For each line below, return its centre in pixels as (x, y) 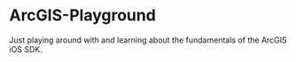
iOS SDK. (26, 49)
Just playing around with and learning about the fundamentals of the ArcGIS (148, 40)
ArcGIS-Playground (83, 15)
